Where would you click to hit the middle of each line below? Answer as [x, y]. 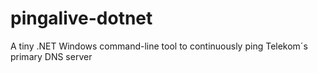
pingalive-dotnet [81, 18]
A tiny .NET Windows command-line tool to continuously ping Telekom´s [159, 46]
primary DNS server [51, 56]
